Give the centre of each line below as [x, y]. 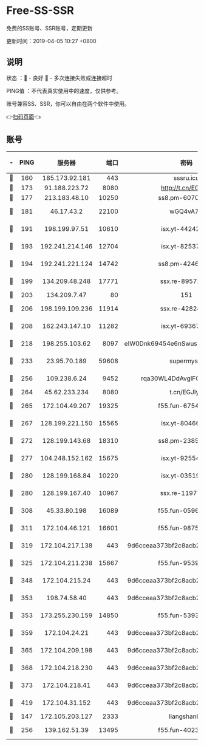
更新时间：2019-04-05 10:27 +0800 [51, 41]
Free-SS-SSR [40, 11]
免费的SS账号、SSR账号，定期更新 [49, 28]
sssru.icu [186, 178]
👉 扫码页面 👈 [24, 117]
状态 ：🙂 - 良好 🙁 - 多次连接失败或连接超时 [59, 78]
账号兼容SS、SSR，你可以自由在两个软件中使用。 [68, 103]
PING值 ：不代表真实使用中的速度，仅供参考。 [64, 91]
